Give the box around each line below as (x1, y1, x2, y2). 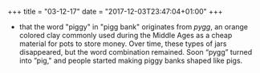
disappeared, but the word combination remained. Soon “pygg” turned (18, 48, 253, 56)
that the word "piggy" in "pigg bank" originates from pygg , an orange (18, 22, 249, 31)
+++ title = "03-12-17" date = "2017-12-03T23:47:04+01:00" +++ (7, 7, 223, 16)
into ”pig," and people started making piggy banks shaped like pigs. (18, 56, 243, 65)
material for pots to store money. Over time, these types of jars (18, 39, 227, 48)
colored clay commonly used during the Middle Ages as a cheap (18, 31, 233, 40)
